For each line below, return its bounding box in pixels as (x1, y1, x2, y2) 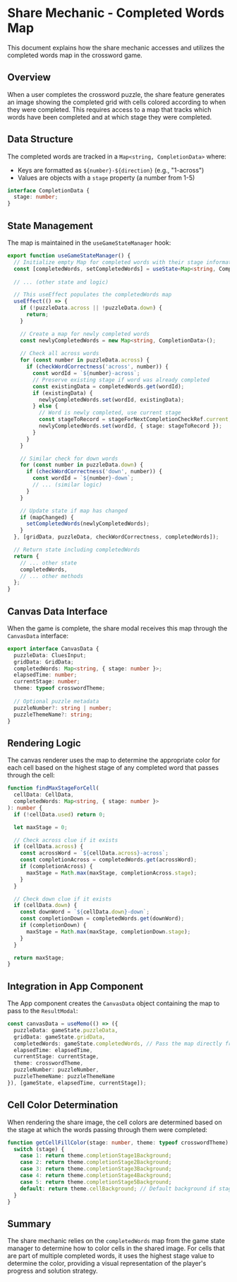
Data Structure (7, 133, 74, 146)
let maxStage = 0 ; (13, 824, 68, 831)
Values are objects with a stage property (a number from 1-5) (17, 173, 195, 182)
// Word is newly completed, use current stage (38, 409, 181, 417)
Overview (7, 71, 51, 83)
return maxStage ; (13, 954, 65, 961)
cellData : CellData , (13, 791, 74, 799)
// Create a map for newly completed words (20, 330, 150, 337)
